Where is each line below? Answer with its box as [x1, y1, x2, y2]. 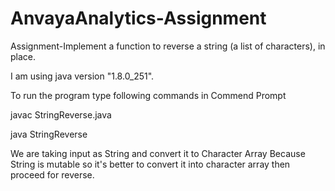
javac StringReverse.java [10, 108, 112, 121]
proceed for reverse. [10, 168, 95, 181]
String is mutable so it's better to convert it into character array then [10, 158, 291, 170]
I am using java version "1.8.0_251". [10, 70, 155, 82]
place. [10, 50, 37, 62]
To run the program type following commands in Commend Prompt [10, 89, 287, 101]
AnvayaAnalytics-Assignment [10, 7, 267, 30]
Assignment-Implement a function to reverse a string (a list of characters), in [10, 40, 326, 52]
